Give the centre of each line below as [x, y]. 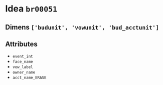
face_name [23, 62]
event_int [23, 56]
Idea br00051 [31, 9]
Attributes [21, 44]
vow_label [23, 67]
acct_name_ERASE [29, 78]
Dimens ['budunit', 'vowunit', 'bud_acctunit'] [82, 27]
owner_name [24, 72]
